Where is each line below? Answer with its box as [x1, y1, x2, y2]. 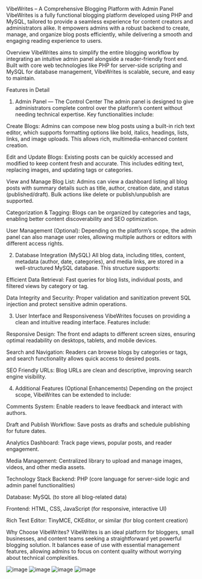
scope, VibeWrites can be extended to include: [14, 391, 131, 398]
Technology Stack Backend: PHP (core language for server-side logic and [6, 475, 190, 482]
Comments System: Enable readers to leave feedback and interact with [6, 403, 183, 410]
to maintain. [6, 75, 36, 82]
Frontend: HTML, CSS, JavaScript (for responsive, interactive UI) [6, 505, 167, 512]
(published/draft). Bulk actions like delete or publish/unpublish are [6, 191, 171, 198]
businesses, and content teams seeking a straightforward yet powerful [6, 535, 182, 542]
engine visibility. [6, 373, 46, 380]
